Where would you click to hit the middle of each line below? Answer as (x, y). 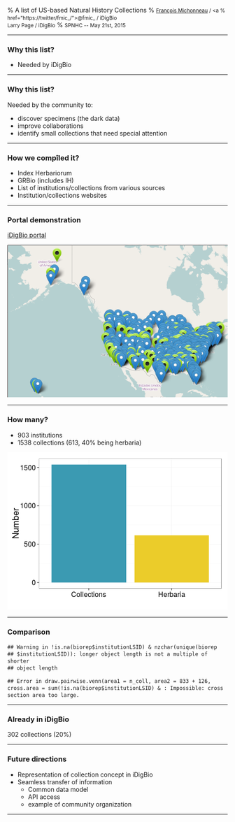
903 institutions (40, 435)
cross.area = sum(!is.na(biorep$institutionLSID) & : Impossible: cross (115, 688)
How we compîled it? (43, 158)
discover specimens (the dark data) (69, 118)
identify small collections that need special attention (92, 133)
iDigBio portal (27, 235)
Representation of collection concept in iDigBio (85, 774)
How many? (28, 420)
